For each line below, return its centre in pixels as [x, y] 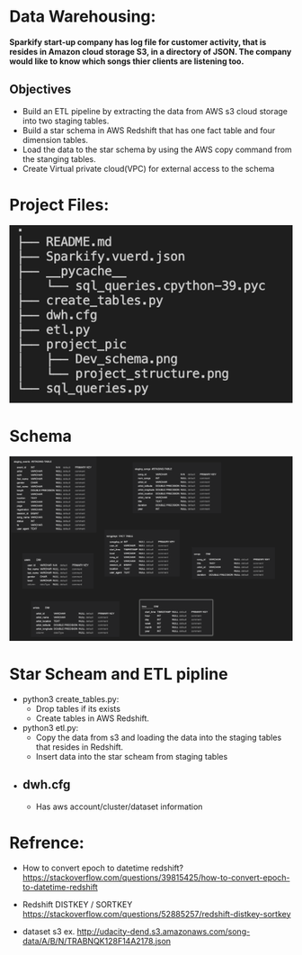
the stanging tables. [59, 158]
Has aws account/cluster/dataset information [119, 806]
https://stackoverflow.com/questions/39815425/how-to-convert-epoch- [156, 877]
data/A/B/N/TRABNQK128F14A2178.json [97, 941]
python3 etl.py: [50, 727]
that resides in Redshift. [80, 747]
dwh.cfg [46, 785]
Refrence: [47, 842]
